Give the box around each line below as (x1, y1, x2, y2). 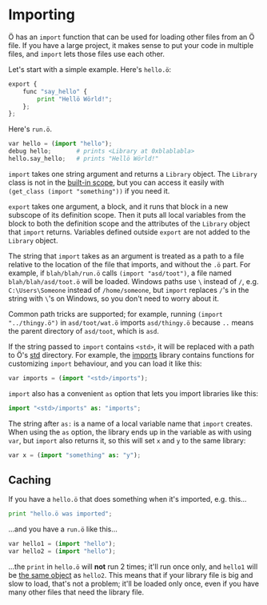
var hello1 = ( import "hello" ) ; (8, 540, 116, 548)
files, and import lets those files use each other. (8, 49, 165, 58)
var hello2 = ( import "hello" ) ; (8, 547, 116, 555)
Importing (8, 6, 76, 24)
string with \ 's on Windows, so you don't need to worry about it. (8, 294, 220, 303)
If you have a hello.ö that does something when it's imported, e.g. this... (8, 495, 247, 504)
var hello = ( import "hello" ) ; (8, 140, 113, 148)
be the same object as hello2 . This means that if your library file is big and (8, 571, 253, 579)
